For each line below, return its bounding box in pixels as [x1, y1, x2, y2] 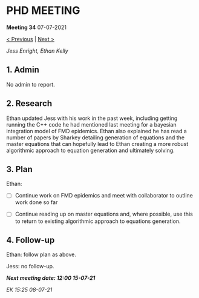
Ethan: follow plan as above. [6, 251, 77, 258]
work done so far [15, 199, 58, 206]
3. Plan [6, 164, 33, 174]
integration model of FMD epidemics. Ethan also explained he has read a [6, 127, 187, 134]
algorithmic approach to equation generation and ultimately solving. [6, 147, 175, 154]
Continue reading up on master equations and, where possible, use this [15, 210, 194, 218]
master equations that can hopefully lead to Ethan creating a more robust [6, 140, 189, 147]
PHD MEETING [6, 4, 80, 18]
